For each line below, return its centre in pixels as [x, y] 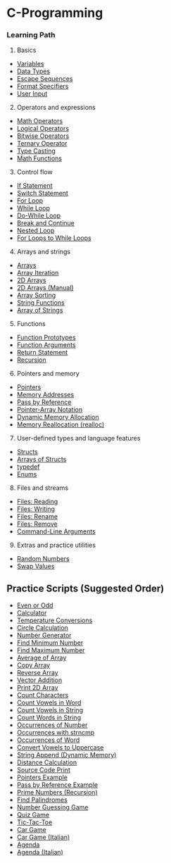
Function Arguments [46, 345]
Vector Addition [39, 680]
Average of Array [42, 658]
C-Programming [55, 13]
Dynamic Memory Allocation [58, 417]
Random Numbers [43, 559]
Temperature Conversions [55, 620]
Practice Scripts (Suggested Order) [85, 588]
